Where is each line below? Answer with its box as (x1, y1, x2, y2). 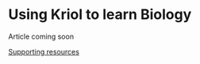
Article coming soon (8, 32, 74, 41)
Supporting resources (8, 47, 79, 56)
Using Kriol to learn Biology (8, 6, 192, 24)
